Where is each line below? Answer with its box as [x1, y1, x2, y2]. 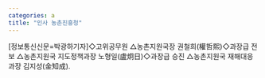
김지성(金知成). [22, 61, 71, 71]
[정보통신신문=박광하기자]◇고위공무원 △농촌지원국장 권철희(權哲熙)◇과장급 [8, 41, 249, 51]
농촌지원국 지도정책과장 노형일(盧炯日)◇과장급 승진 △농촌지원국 [23, 51, 226, 61]
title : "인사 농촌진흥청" [8, 19, 83, 27]
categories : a [8, 11, 56, 20]
